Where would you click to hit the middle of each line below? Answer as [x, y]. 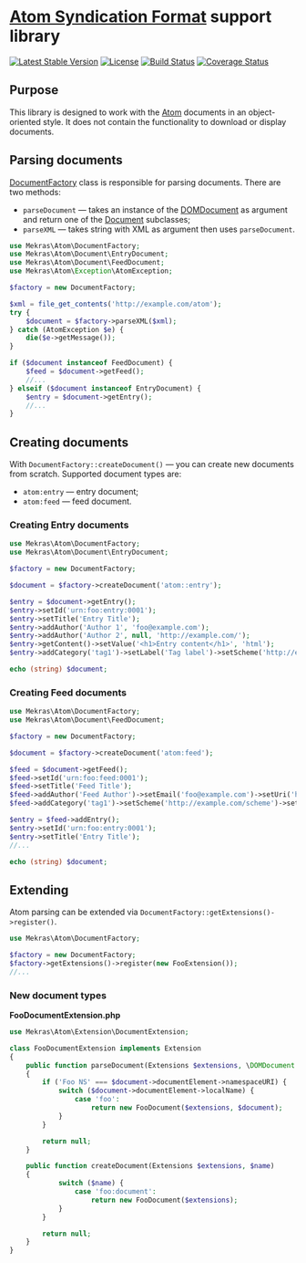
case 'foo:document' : [115, 1192]
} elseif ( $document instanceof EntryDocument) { [106, 388]
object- [262, 112]
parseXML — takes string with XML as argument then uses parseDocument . [159, 229]
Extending [39, 890]
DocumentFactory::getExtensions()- [207, 913]
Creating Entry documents [69, 525]
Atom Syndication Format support [141, 17]
